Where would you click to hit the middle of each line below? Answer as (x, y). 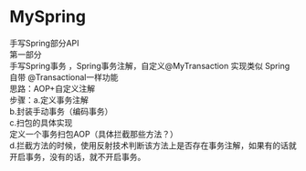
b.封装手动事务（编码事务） (61, 111)
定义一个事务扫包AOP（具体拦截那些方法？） (94, 134)
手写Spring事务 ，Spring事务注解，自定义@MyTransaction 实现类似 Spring (150, 65)
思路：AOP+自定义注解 (53, 88)
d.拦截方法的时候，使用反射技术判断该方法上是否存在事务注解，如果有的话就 (153, 145)
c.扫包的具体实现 (41, 122)
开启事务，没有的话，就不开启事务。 (78, 156)
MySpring (48, 17)
